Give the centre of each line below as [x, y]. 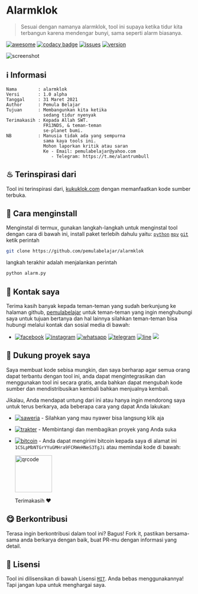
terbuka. [16, 195]
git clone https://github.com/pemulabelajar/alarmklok [75, 251]
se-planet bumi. [63, 131]
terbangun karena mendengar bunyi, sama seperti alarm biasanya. [101, 33]
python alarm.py [26, 273]
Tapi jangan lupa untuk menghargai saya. [56, 585]
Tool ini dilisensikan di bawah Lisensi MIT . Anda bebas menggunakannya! [95, 579]
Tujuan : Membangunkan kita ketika [57, 110]
